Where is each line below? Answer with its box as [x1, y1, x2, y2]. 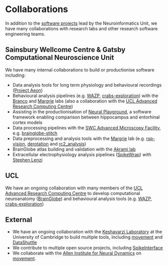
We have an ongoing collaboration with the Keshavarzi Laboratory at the [12, 229, 162, 235]
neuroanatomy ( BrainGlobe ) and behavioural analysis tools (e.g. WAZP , [5, 195, 152, 202]
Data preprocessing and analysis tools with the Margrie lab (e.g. [12, 135, 145, 142]
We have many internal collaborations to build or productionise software [5, 66, 154, 73]
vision [12, 141, 25, 147]
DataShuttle [12, 239, 37, 245]
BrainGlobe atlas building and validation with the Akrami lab [12, 146, 136, 152]
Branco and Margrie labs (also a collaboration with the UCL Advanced [12, 98, 157, 104]
